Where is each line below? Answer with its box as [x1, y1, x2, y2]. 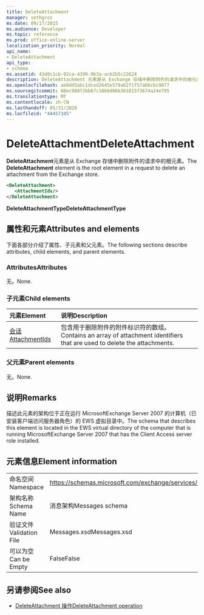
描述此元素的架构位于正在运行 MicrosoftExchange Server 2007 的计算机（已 [6, 410, 197, 417]
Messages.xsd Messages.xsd [49, 528, 132, 536]
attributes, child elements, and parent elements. [6, 248, 126, 255]
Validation [9, 529, 38, 537]
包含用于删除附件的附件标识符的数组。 [60, 323, 171, 331]
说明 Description [60, 311, 107, 320]
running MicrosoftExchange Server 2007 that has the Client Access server [6, 430, 192, 438]
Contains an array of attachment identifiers [60, 331, 183, 340]
